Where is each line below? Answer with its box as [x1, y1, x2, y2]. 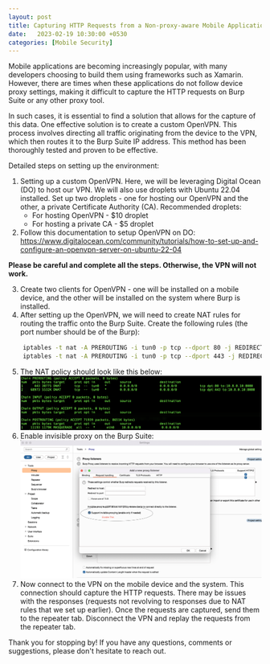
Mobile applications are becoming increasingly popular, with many [8, 61, 227, 72]
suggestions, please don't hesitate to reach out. [8, 646, 166, 655]
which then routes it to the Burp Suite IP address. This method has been [8, 137, 247, 146]
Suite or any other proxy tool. [8, 96, 104, 105]
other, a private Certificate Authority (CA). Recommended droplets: [19, 202, 242, 212]
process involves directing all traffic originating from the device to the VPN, [8, 129, 257, 138]
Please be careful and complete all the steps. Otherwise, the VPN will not [8, 260, 257, 270]
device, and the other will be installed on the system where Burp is [19, 293, 241, 303]
